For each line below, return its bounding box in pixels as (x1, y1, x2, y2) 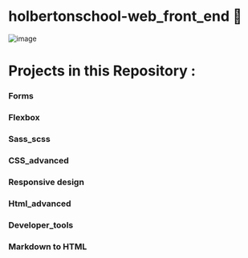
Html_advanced (8, 198, 71, 209)
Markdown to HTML (8, 240, 87, 252)
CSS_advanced (8, 155, 70, 166)
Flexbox (8, 111, 40, 123)
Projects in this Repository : (8, 62, 197, 80)
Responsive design (8, 176, 84, 187)
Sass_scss (8, 133, 51, 144)
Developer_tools (8, 220, 74, 231)
